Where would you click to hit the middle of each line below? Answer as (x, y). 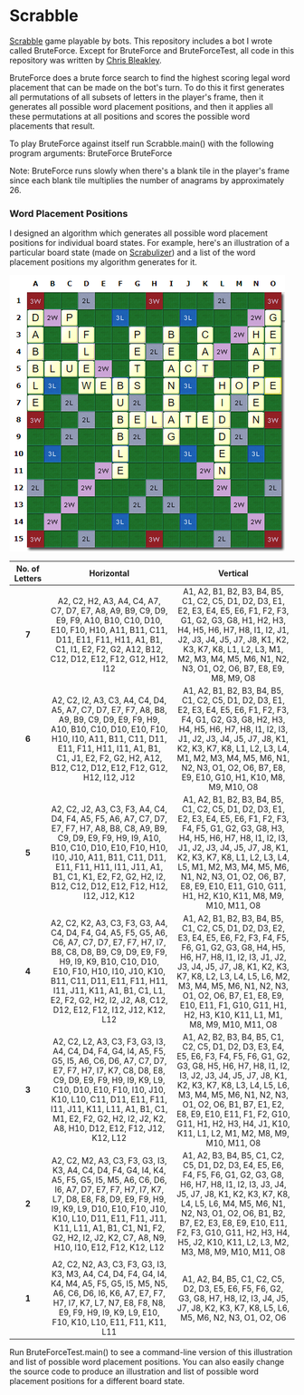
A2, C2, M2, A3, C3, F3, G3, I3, (109, 1160)
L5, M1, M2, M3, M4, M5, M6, (233, 867)
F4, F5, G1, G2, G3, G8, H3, (233, 829)
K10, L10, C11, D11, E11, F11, (109, 1099)
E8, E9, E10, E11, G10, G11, (233, 886)
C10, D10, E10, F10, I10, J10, (109, 1090)
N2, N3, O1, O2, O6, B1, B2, (233, 1214)
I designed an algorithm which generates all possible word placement (139, 233)
